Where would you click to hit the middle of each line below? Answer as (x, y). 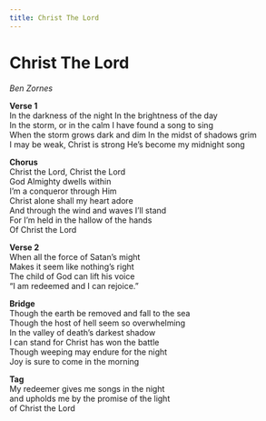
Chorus (24, 162)
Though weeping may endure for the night (89, 352)
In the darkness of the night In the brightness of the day (113, 115)
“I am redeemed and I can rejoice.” (74, 286)
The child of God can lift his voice (72, 276)
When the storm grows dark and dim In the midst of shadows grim (133, 135)
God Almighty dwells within (60, 181)
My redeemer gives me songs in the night (87, 388)
